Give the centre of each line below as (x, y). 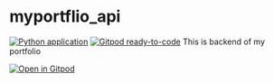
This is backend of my (223, 41)
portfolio (25, 51)
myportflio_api (65, 17)
